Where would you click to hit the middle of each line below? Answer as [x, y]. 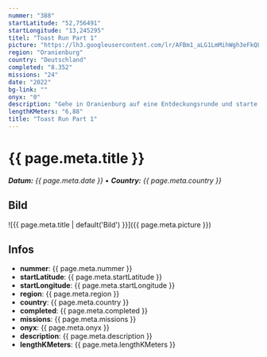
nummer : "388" [32, 16]
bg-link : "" [28, 89]
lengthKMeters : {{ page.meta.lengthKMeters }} [98, 345]
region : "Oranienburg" [46, 52]
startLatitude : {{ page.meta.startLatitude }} [91, 277]
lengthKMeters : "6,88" [46, 112]
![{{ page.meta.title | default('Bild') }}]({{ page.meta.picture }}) [110, 224]
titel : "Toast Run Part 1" [53, 38]
